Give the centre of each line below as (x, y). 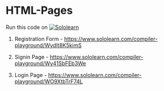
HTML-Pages (39, 11)
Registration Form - (38, 39)
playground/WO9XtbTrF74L (48, 81)
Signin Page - (31, 57)
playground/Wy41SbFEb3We (50, 63)
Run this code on (27, 27)
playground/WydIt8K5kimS (48, 45)
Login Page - (31, 75)
